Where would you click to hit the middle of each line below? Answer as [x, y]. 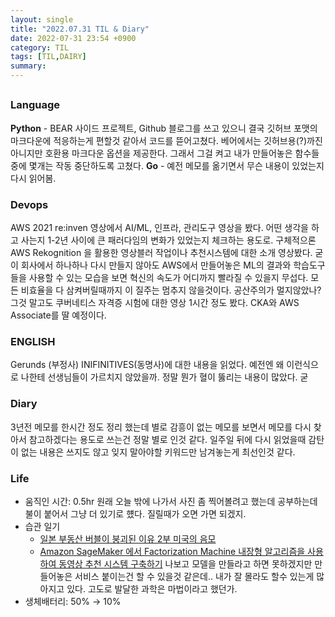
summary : [28, 66]
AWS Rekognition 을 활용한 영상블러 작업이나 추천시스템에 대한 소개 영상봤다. [161, 253]
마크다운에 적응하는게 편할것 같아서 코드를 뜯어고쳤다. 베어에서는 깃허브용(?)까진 [166, 140]
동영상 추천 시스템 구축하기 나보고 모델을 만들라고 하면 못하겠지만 [185, 563]
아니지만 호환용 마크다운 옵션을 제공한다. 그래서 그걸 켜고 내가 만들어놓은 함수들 [165, 153]
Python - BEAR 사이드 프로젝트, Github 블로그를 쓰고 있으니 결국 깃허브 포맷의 [164, 128]
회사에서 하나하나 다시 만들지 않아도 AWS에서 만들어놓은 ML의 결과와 [156, 265]
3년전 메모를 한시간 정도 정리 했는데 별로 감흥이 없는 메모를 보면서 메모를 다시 [161, 427]
